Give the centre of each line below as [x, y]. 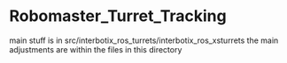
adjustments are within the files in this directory [96, 49]
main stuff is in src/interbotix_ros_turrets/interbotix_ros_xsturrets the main [144, 40]
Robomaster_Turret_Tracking [118, 16]
